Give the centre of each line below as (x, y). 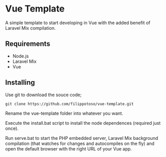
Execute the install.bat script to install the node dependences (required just (83, 123)
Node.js (21, 56)
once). (12, 128)
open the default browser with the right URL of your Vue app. (69, 148)
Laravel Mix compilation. (30, 28)
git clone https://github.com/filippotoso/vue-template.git (70, 104)
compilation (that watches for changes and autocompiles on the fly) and (80, 143)
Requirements (28, 44)
